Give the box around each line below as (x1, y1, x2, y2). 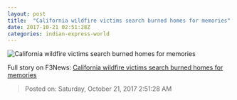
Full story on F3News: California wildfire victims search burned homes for (7, 63, 223, 72)
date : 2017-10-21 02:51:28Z (7, 23, 91, 30)
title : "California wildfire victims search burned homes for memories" (7, 17, 231, 24)
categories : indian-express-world (7, 30, 110, 38)
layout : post (7, 10, 46, 18)
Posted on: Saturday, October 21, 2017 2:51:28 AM (24, 84, 172, 93)
